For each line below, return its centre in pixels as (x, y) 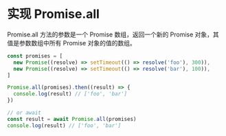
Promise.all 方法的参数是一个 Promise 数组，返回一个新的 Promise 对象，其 (113, 34)
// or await (24, 113)
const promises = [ (35, 56)
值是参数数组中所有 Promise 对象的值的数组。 (71, 43)
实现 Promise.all (53, 14)
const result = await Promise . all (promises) (72, 119)
